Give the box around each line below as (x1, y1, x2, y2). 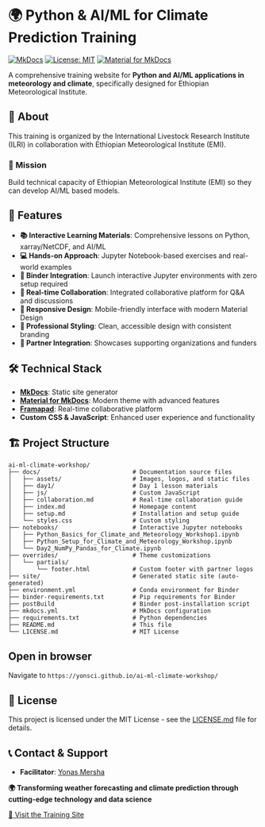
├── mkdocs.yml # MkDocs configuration (8, 607, 212, 615)
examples (40, 262, 72, 271)
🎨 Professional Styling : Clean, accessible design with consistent (19, 321, 232, 330)
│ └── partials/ (8, 559, 69, 567)
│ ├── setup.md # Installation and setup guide (8, 510, 240, 518)
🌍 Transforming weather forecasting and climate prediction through (8, 783, 239, 792)
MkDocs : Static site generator (19, 387, 118, 397)
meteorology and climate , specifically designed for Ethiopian (8, 79, 209, 88)
